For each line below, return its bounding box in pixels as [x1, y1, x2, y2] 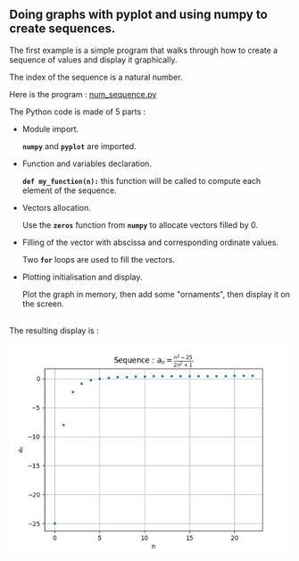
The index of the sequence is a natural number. [9, 71, 183, 82]
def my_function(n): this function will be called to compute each [21, 175, 262, 186]
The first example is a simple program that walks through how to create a [9, 45, 278, 55]
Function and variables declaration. [21, 158, 152, 169]
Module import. [21, 123, 79, 134]
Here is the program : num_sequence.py [9, 88, 157, 99]
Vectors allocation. [21, 202, 92, 213]
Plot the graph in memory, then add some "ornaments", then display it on [21, 289, 291, 299]
